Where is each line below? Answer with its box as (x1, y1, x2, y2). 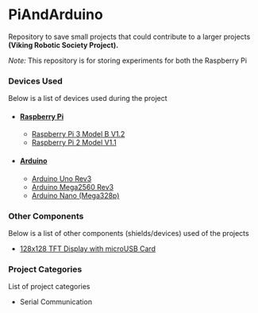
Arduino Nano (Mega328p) (31, 191, 120, 200)
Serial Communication (19, 297, 93, 307)
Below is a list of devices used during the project (8, 94, 168, 103)
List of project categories (8, 282, 90, 292)
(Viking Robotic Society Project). (8, 40, 119, 49)
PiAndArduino (8, 6, 103, 24)
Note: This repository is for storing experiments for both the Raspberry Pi (8, 56, 248, 65)
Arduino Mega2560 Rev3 (31, 182, 114, 191)
